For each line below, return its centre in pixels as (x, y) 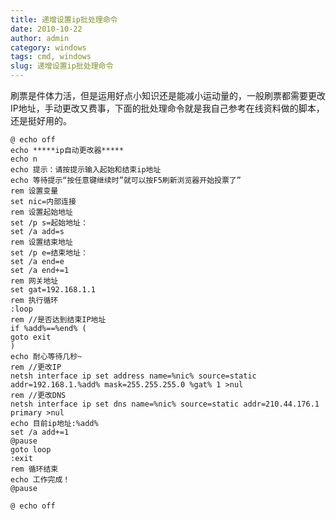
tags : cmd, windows (51, 57)
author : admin (40, 38)
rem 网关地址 (34, 281)
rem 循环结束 (34, 469)
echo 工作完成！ (40, 480)
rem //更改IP (36, 367)
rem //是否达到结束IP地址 (58, 320)
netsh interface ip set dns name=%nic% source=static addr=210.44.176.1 (165, 404)
